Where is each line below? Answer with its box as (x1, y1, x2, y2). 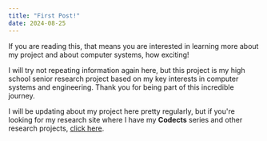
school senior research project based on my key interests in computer (8, 74, 239, 83)
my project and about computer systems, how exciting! (8, 50, 189, 59)
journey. (8, 91, 35, 100)
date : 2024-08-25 (8, 19, 66, 27)
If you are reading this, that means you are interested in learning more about (8, 41, 259, 50)
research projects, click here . (8, 123, 105, 133)
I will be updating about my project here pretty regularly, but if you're (8, 106, 236, 116)
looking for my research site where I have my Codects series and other (8, 115, 243, 124)
